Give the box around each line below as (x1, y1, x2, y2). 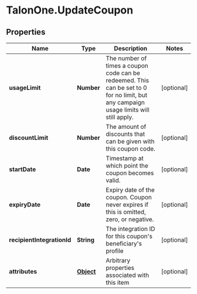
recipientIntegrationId (9, 236, 72, 244)
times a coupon (106, 62, 148, 69)
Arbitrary (106, 256, 131, 265)
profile (106, 247, 124, 255)
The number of (106, 54, 147, 62)
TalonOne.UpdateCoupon (6, 4, 134, 17)
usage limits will (106, 106, 150, 113)
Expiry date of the (106, 186, 155, 194)
